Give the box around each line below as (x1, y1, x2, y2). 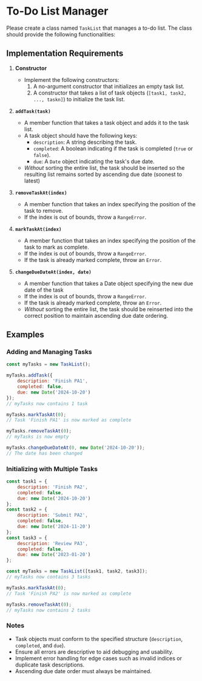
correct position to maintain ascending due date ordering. (24, 312, 169, 319)
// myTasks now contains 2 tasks (6, 607, 91, 613)
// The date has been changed (6, 450, 83, 456)
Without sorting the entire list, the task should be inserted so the (24, 164, 185, 171)
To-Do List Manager (6, 4, 109, 18)
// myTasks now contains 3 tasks (6, 574, 91, 580)
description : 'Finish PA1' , (17, 378, 88, 384)
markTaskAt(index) (15, 226, 62, 232)
